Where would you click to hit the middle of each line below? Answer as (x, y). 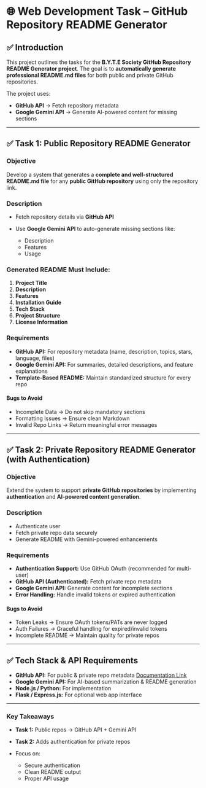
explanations (31, 371)
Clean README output (53, 772)
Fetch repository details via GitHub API (65, 217)
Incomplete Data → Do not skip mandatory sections (80, 412)
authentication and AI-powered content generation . (74, 497)
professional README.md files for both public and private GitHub (90, 75)
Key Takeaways (30, 716)
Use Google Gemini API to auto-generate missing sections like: (95, 228)
